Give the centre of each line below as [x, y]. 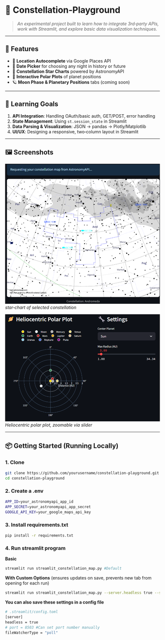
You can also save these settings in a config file [55, 602]
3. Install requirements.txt [37, 525]
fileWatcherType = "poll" [31, 633]
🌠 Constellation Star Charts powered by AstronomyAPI [68, 71]
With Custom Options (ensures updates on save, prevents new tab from [78, 578]
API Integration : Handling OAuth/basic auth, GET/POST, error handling [84, 116]
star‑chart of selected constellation [41, 308]
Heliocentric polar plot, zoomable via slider [49, 425]
